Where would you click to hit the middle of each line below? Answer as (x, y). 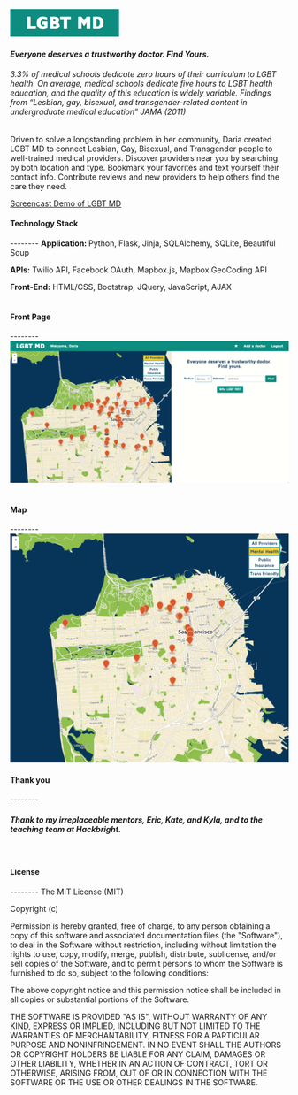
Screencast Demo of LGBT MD (66, 203)
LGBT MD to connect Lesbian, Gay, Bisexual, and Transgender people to (141, 149)
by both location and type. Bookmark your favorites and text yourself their (145, 167)
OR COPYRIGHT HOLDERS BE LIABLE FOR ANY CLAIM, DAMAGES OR (138, 1054)
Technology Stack (44, 224)
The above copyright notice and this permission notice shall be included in (145, 990)
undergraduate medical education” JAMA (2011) (98, 112)
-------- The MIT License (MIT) (67, 892)
